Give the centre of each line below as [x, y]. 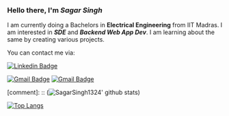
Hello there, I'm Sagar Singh [55, 10]
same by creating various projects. [56, 40]
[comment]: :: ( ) [73, 92]
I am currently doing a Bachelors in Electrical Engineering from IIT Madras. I [115, 25]
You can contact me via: [41, 53]
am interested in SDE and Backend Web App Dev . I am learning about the [111, 32]
